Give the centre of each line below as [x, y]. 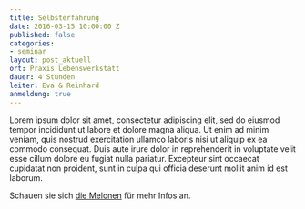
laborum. [26, 177]
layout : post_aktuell [51, 60]
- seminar [28, 52]
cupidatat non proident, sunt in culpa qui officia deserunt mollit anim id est [149, 168]
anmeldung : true [40, 94]
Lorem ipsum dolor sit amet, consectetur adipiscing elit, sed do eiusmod [145, 120]
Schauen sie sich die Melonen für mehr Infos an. [100, 195]
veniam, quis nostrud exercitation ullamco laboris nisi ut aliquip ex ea [138, 139]
